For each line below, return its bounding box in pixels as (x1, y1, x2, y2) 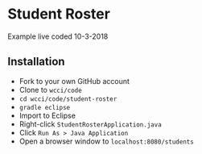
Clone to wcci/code (19, 85, 82, 94)
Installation (7, 55, 65, 69)
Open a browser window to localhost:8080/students (19, 136, 194, 146)
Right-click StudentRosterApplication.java (19, 119, 162, 129)
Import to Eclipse (19, 110, 76, 120)
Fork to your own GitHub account (19, 76, 130, 85)
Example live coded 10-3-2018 (7, 31, 109, 41)
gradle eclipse (19, 103, 71, 111)
